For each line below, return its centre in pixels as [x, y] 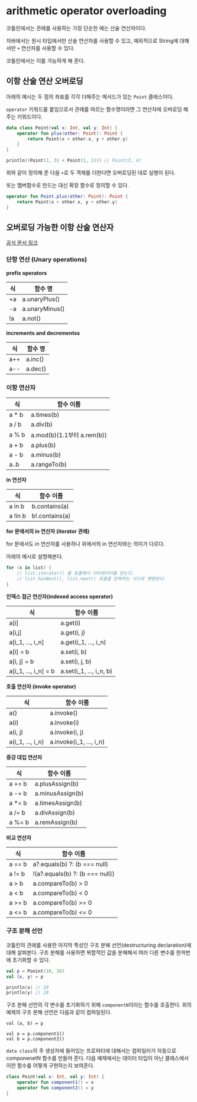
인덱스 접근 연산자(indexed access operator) [60, 596]
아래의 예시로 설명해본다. [35, 557]
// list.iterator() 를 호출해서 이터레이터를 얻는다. [76, 573]
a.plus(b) [43, 445]
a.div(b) [42, 424]
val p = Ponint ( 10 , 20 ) [35, 971]
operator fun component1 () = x [55, 1082]
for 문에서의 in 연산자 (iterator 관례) [48, 531]
